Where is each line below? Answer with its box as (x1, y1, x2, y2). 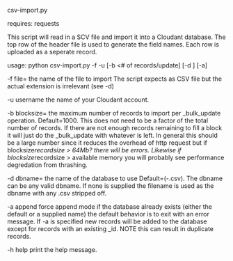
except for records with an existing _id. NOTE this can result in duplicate (7, 225, 214, 232)
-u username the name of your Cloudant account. (7, 95, 150, 104)
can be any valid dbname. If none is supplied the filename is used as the (7, 182, 214, 190)
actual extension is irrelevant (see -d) (7, 82, 115, 90)
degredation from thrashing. (7, 161, 88, 169)
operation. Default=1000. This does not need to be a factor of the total (7, 116, 209, 125)
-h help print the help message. (7, 246, 97, 253)
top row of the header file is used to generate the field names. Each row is (7, 40, 219, 48)
